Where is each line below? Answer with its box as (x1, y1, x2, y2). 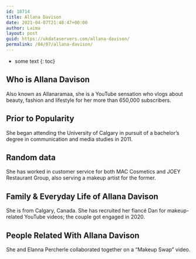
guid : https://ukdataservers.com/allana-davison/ (6, 36, 130, 42)
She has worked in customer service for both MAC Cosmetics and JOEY (6, 168, 181, 175)
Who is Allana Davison (6, 75, 90, 85)
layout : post (6, 31, 38, 36)
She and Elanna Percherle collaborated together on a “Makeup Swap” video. (6, 245, 191, 253)
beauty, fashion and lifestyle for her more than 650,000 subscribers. (6, 97, 171, 104)
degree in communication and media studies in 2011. (6, 135, 133, 142)
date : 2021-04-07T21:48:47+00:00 (6, 19, 88, 25)
